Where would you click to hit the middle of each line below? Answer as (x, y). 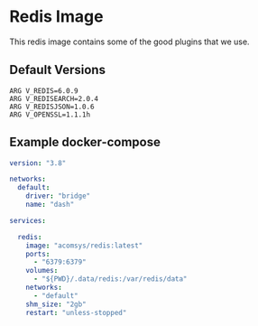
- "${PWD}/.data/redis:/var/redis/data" (110, 279)
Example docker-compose (85, 142)
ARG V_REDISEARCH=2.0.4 (54, 98)
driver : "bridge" (58, 196)
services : (28, 220)
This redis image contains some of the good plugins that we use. (129, 42)
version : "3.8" (38, 163)
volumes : (42, 271)
